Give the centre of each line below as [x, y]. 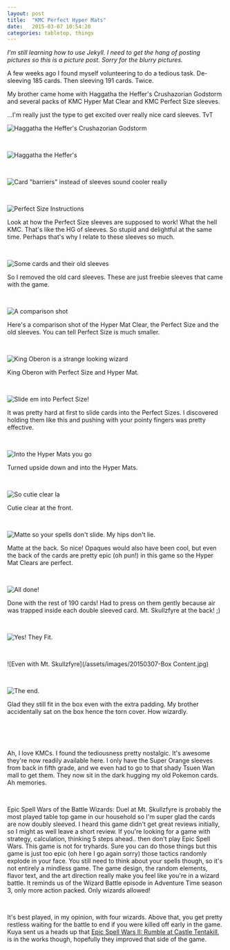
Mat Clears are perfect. [40, 563]
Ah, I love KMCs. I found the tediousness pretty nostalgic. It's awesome [109, 753]
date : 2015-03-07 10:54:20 [49, 26]
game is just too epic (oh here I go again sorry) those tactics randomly [107, 854]
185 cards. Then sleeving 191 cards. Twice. [93, 81]
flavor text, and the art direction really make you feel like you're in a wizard [113, 876]
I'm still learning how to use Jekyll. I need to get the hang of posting [104, 53]
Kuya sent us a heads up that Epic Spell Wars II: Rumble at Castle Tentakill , [113, 932]
